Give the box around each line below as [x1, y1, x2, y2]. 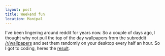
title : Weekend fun [5, 12, 45, 17]
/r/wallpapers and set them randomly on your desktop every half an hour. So [5, 40, 160, 46]
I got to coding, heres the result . [5, 45, 70, 52]
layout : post [5, 7, 32, 12]
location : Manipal [5, 16, 43, 21]
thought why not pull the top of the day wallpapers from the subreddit [5, 35, 147, 41]
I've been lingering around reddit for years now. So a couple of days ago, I [5, 30, 156, 36]
